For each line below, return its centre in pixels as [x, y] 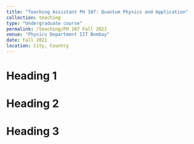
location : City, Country [38, 46]
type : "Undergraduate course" [45, 23]
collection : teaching [34, 18]
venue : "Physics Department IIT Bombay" [58, 35]
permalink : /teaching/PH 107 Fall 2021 [57, 29]
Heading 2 [33, 104]
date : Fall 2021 [27, 40]
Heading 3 [33, 132]
